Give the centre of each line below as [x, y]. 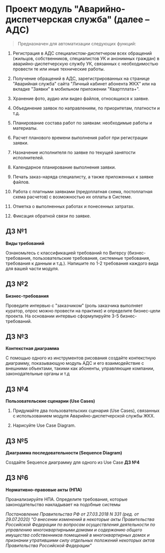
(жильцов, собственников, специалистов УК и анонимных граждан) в [86, 58]
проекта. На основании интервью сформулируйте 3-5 [62, 316]
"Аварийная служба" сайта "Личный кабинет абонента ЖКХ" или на [84, 84]
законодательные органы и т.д [38, 374]
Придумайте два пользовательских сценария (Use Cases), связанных [86, 411]
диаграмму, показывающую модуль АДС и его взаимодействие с [75, 363]
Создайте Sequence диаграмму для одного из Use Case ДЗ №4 [73, 462]
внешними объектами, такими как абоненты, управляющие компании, [80, 369]
